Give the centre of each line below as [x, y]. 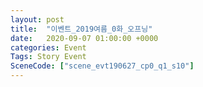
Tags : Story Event [48, 57]
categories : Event [48, 47]
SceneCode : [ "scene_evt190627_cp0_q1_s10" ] [102, 66]
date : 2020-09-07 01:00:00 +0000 [84, 38]
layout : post [37, 19]
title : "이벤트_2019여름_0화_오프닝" [81, 29]
